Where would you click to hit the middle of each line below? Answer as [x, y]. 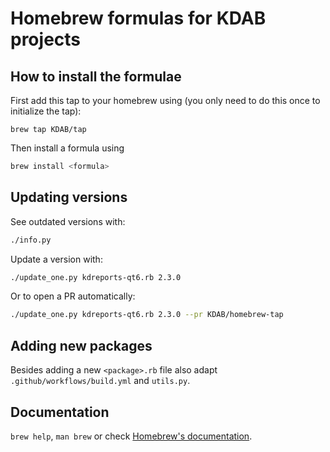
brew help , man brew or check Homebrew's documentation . [131, 436]
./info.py [31, 240]
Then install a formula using [67, 148]
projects [46, 39]
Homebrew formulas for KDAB [138, 18]
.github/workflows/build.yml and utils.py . [100, 381]
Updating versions [69, 197]
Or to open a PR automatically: [73, 296]
